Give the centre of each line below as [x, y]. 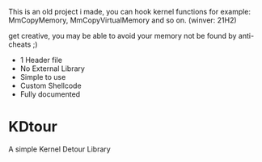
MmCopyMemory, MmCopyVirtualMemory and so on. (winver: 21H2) [123, 20]
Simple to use [43, 77]
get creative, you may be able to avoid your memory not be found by [123, 36]
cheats [20, 44]
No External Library [52, 69]
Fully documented [50, 94]
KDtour [33, 127]
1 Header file [41, 60]
